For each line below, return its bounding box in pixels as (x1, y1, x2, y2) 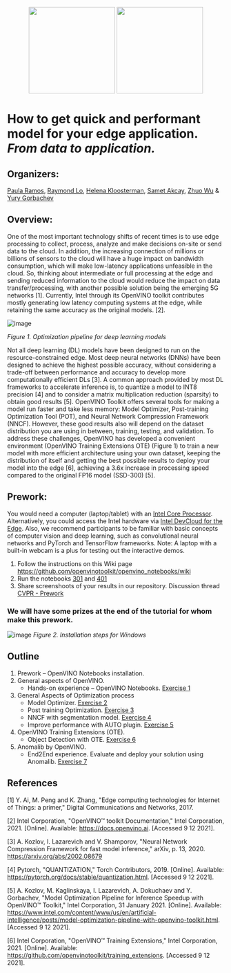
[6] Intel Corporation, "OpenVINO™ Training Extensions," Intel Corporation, (7, 936, 218, 945)
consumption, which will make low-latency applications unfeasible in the (7, 262, 213, 270)
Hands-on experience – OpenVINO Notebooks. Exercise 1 (27, 684, 191, 692)
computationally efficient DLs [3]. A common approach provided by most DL (7, 375, 224, 383)
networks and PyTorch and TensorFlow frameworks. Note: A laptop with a (7, 538, 217, 547)
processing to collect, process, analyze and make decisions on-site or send (7, 239, 222, 248)
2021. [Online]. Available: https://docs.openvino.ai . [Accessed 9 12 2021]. (7, 824, 215, 832)
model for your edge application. (7, 126, 199, 142)
